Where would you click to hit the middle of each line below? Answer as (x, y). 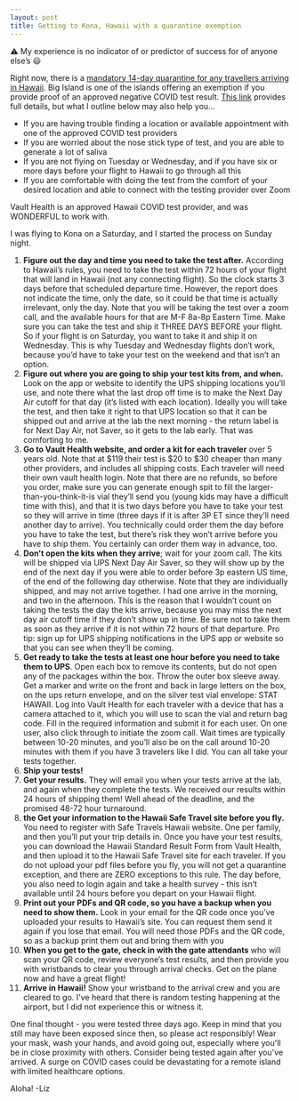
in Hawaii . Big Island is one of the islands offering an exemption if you (137, 87)
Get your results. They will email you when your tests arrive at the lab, (152, 780)
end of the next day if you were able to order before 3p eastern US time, (155, 572)
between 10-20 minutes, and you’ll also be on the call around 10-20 (146, 742)
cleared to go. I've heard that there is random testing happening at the (152, 997)
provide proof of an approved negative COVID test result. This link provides (148, 96)
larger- (261, 486)
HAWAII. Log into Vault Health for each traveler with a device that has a (153, 704)
